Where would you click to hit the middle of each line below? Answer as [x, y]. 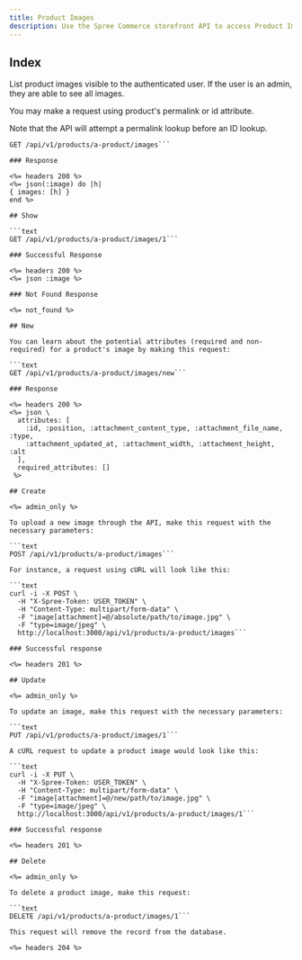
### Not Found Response [54, 295]
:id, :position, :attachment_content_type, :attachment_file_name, [154, 428]
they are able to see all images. [67, 94]
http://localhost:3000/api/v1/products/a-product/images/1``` [136, 814]
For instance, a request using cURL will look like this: [120, 570]
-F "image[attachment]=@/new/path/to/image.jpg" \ [114, 799]
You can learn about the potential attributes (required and [126, 342]
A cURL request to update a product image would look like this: [134, 751]
